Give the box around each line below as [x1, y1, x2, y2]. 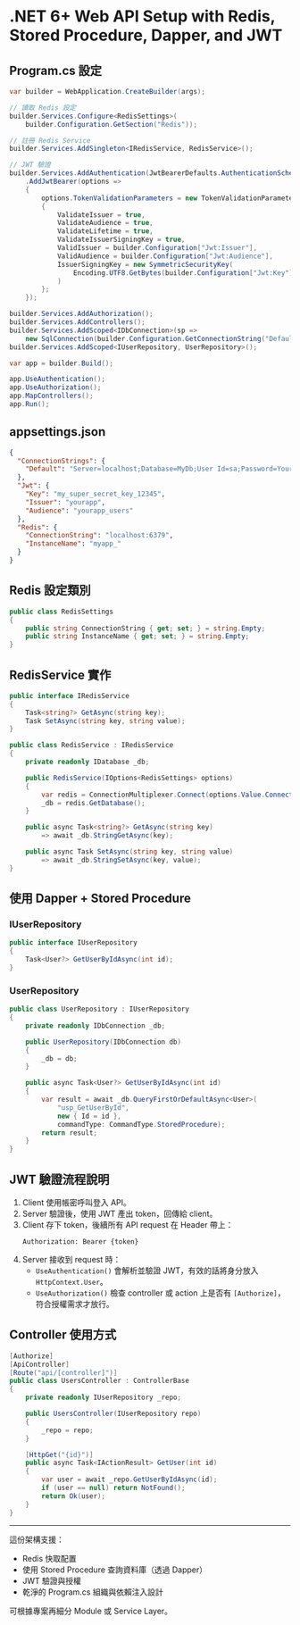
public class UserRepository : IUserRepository [9, 1004, 190, 1014]
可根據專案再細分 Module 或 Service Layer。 [9, 1605, 172, 1616]
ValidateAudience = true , [56, 219, 154, 228]
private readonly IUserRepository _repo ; [25, 1393, 181, 1403]
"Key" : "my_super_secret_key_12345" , [25, 489, 166, 499]
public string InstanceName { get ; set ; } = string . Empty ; [25, 632, 250, 641]
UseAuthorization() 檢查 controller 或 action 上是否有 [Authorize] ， [35, 1287, 286, 1298]
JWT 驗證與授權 [21, 1575, 82, 1586]
